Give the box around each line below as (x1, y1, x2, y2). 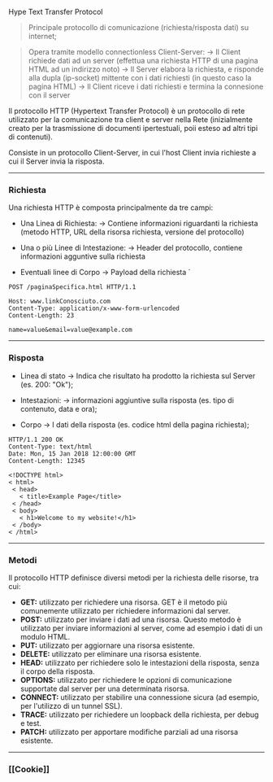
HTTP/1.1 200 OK (8, 435, 63, 443)
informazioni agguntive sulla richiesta (19, 251, 146, 261)
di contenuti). (8, 132, 53, 142)
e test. (19, 718, 42, 727)
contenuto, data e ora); (19, 404, 97, 413)
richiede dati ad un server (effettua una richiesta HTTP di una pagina (28, 56, 258, 65)
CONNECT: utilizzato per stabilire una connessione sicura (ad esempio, (19, 692, 260, 702)
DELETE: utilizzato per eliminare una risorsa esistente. (19, 649, 201, 658)
